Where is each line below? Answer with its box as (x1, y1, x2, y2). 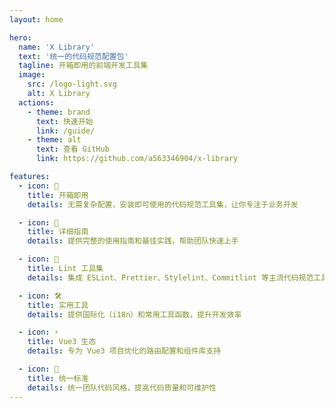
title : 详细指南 (27, 227, 89, 237)
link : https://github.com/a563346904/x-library (35, 154, 239, 164)
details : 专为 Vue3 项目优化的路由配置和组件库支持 (27, 346, 222, 356)
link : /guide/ (35, 126, 96, 136)
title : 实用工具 (27, 300, 89, 310)
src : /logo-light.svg (27, 79, 117, 90)
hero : (9, 32, 32, 43)
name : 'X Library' (18, 42, 96, 52)
